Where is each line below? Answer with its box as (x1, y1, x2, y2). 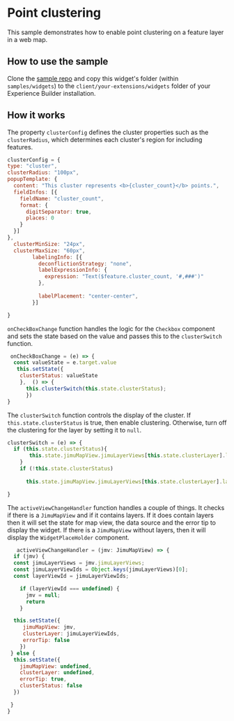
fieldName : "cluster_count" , (19, 195, 104, 202)
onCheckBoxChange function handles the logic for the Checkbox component (7, 324, 215, 333)
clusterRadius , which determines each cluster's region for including (7, 135, 203, 144)
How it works (7, 110, 65, 122)
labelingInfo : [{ (32, 254, 82, 261)
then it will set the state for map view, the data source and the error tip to (7, 518, 216, 527)
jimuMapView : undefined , (19, 662, 92, 670)
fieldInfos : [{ (13, 189, 58, 196)
